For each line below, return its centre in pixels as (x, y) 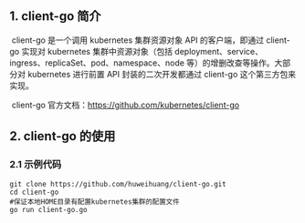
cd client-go (34, 192)
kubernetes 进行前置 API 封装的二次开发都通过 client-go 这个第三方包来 (162, 74)
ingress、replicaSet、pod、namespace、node (97, 63)
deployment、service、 (219, 51)
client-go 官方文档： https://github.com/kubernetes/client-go (126, 105)
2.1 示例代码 (36, 165)
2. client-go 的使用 (63, 136)
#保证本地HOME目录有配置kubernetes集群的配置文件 (95, 202)
